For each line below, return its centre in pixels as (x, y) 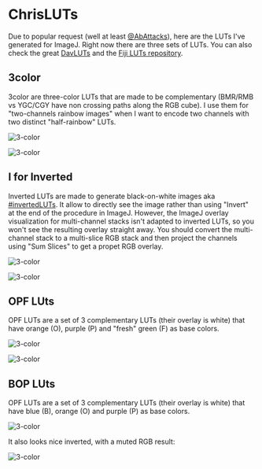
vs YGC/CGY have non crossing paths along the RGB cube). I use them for (129, 105)
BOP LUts (32, 384)
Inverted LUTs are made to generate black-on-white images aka (112, 196)
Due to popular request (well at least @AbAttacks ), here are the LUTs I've (127, 36)
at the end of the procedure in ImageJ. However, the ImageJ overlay (119, 212)
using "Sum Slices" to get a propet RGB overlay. (86, 246)
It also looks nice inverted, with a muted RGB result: (92, 441)
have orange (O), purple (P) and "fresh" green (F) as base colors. (114, 329)
